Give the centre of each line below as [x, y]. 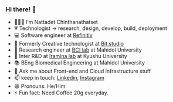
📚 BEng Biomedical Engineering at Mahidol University [79, 63]
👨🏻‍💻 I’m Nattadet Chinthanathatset [56, 22]
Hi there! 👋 [21, 9]
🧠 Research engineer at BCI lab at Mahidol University [78, 50]
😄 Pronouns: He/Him [40, 86]
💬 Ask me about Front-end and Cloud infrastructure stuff [82, 71]
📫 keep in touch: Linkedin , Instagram [59, 78]
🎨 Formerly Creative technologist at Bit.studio [69, 44]
